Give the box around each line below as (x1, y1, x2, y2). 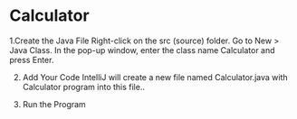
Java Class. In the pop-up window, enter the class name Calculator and (9, 44, 275, 55)
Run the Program (22, 98, 86, 109)
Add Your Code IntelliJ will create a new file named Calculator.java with (22, 71, 288, 82)
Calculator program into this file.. (22, 81, 145, 92)
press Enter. (9, 54, 54, 65)
